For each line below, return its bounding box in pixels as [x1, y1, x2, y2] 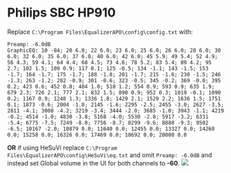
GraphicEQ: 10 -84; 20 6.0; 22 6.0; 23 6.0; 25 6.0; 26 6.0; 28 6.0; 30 [7, 47, 221, 54]
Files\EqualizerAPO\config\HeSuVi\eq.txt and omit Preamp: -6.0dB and [7, 150, 212, 159]
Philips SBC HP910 [7, 5, 116, 21]
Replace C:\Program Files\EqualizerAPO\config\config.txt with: [7, 28, 194, 36]
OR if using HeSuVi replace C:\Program [7, 143, 118, 152]
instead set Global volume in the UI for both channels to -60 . [7, 159, 180, 167]
